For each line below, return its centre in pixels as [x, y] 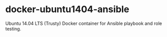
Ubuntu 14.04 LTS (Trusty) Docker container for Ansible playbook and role [84, 23]
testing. [13, 28]
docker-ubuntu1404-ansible [67, 9]
